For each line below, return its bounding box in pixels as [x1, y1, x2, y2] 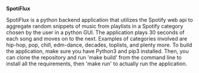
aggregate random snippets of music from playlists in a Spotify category [6, 23, 184, 29]
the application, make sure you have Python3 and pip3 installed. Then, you [6, 48, 189, 55]
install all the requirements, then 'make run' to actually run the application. [6, 60, 188, 67]
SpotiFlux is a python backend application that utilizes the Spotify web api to [6, 16, 193, 23]
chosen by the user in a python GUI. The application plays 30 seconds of [6, 29, 185, 36]
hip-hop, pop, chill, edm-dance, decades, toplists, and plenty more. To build [6, 41, 192, 48]
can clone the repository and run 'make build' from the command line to [6, 54, 182, 61]
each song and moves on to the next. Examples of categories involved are [6, 35, 188, 42]
